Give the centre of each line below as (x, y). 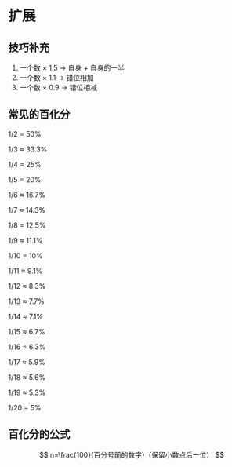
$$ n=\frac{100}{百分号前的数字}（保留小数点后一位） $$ (132, 454)
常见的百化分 (39, 115)
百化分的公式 (39, 434)
